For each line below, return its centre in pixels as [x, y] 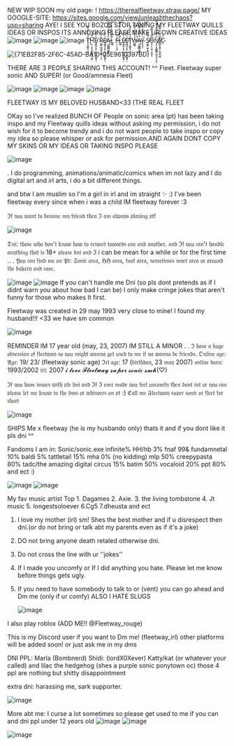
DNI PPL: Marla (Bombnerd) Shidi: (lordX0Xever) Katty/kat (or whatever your [117, 658]
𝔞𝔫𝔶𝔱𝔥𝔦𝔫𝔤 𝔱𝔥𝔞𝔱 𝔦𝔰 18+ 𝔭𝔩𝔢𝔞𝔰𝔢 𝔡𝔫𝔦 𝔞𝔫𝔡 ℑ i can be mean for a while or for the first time [117, 252]
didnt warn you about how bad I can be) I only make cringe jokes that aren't [116, 290]
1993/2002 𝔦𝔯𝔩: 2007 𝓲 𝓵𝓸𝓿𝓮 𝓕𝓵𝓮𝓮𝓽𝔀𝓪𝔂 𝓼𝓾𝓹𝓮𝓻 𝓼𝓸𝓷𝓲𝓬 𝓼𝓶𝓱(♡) [87, 370]
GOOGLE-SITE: [29, 18]
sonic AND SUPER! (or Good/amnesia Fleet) [70, 75]
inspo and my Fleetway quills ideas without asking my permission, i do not [114, 123]
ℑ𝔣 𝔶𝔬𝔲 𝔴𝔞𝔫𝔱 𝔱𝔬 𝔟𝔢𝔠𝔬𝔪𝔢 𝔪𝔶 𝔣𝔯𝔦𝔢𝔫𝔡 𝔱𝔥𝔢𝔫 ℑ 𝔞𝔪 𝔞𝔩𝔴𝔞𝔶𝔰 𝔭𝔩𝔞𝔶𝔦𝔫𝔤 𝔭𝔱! [82, 216]
